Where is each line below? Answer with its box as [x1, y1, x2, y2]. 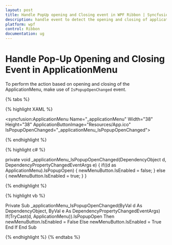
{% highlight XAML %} [5, 106, 53, 112]
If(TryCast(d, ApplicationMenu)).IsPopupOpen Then [5, 213, 115, 219]
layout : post [5, 7, 33, 13]
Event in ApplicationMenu [5, 64, 118, 76]
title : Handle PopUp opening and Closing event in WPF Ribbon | [5, 12, 145, 17]
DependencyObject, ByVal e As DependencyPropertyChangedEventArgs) [5, 208, 160, 214]
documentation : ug [5, 31, 45, 36]
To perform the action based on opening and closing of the [5, 81, 130, 87]
